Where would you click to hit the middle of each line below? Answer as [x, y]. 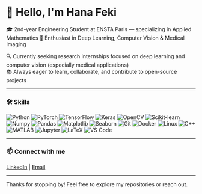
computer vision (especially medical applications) [68, 65]
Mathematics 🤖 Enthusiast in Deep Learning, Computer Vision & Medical [96, 38]
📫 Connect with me [36, 151]
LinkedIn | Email [26, 167]
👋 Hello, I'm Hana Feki [62, 12]
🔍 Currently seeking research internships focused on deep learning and [96, 56]
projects [17, 80]
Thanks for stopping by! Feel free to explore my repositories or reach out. [97, 184]
